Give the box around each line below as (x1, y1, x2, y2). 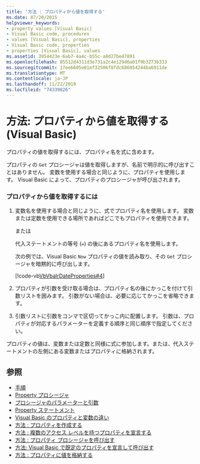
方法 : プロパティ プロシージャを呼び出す (14, 436, 115, 444)
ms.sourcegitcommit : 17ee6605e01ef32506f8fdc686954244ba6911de (6, 64, 168, 71)
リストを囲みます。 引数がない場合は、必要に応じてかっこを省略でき (20, 292, 190, 300)
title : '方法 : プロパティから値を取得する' (6, 8, 105, 15)
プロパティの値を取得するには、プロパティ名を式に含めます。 (6, 148, 157, 155)
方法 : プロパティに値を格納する (14, 451, 93, 459)
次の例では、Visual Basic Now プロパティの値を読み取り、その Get (14, 253, 175, 260)
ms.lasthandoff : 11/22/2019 (6, 82, 77, 88)
